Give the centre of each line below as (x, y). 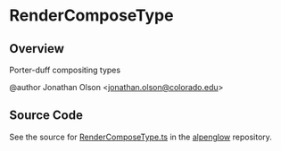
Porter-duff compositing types (65, 70)
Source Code (46, 116)
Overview (37, 49)
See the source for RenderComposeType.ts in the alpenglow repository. (140, 137)
